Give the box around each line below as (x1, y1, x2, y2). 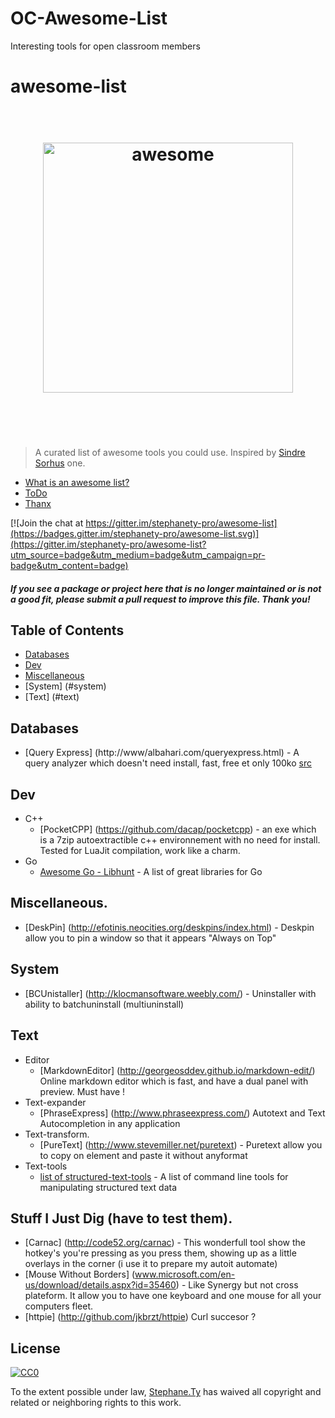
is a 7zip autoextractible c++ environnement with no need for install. (39, 834, 321, 846)
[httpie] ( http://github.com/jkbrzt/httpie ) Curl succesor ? (24, 1311, 257, 1323)
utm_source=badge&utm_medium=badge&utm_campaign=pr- (10, 549, 266, 561)
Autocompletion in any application (39, 1117, 181, 1129)
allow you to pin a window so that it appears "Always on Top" (24, 932, 277, 944)
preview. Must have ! (39, 1085, 126, 1097)
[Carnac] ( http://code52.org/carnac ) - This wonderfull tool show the (24, 1237, 306, 1249)
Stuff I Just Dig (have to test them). (10, 1210, 233, 1227)
